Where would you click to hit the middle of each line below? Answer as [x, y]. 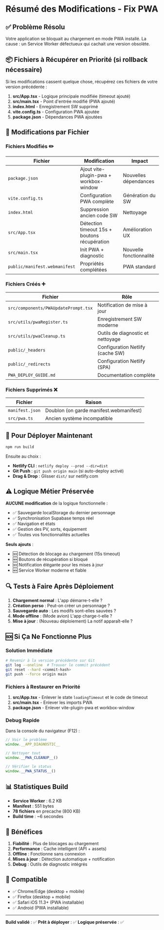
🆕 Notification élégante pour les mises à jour [58, 564]
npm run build [20, 447]
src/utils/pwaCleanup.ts [37, 336]
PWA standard [139, 267]
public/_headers [27, 350]
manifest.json [24, 411]
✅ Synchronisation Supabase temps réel [53, 518]
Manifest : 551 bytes [33, 806]
